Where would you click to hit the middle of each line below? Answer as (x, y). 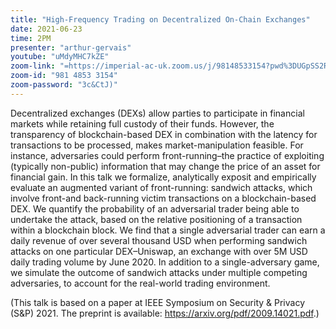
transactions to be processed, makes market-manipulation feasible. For (157, 145)
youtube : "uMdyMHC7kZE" (60, 57)
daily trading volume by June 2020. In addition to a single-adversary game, (165, 262)
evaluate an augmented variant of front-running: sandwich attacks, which (161, 187)
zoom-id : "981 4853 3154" (64, 76)
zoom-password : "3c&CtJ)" (64, 85)
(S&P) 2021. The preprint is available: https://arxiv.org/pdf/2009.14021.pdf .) (165, 313)
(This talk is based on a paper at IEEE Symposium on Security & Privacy (158, 302)
